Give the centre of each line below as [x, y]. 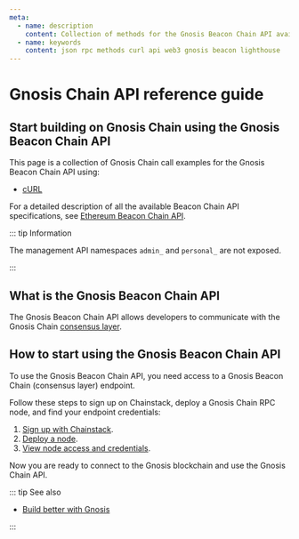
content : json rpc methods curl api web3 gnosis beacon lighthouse [153, 51]
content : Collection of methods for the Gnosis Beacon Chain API [149, 34]
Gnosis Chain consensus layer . [65, 326]
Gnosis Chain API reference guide [137, 95]
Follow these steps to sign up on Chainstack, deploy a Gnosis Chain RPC [142, 402]
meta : [19, 17]
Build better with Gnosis [66, 509]
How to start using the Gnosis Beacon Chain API [145, 354]
